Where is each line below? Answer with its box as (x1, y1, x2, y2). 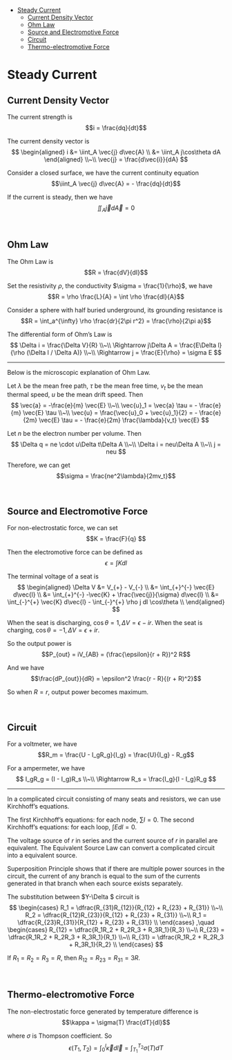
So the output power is (7, 639, 72, 648)
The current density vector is (7, 137, 90, 145)
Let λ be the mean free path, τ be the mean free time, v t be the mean (7, 381, 204, 391)
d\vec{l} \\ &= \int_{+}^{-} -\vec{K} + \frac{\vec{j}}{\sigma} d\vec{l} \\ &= (12, 590, 220, 599)
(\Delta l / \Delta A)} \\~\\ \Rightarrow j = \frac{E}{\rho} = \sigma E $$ (26, 348, 222, 356)
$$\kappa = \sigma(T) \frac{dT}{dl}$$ (61, 1018, 171, 1026)
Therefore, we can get (7, 461, 70, 470)
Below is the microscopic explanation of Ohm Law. (7, 368, 151, 376)
